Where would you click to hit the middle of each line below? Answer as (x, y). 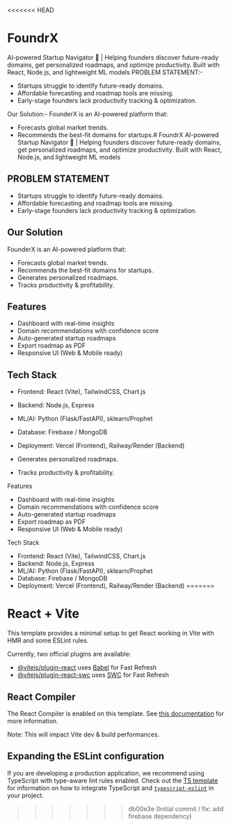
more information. (33, 720)
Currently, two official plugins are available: (69, 654)
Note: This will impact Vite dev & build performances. (83, 734)
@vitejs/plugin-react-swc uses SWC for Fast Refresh (93, 675)
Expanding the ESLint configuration (86, 756)
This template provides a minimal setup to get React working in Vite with (111, 633)
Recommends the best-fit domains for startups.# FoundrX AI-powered (118, 134)
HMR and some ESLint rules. (48, 640)
